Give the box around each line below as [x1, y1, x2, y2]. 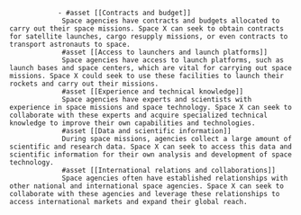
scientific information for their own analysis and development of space [9, 150, 293, 159]
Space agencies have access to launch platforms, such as [61, 56, 284, 65]
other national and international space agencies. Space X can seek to [9, 182, 284, 191]
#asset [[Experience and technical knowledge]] [61, 87, 244, 96]
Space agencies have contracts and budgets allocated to [61, 16, 280, 25]
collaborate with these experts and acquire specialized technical [9, 111, 269, 120]
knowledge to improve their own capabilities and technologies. [9, 119, 256, 128]
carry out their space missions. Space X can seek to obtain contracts [9, 24, 284, 33]
